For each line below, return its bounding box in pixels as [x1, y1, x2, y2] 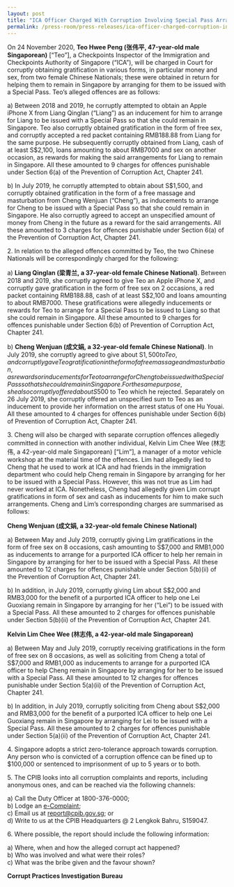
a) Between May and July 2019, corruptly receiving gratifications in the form [7, 644, 226, 652]
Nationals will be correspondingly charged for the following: [7, 254, 179, 263]
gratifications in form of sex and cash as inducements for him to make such [7, 493, 224, 501]
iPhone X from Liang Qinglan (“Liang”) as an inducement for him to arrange [7, 109, 223, 117]
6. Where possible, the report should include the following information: [7, 830, 210, 838]
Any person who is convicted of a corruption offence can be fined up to [7, 753, 213, 761]
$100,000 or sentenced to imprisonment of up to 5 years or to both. [7, 760, 201, 769]
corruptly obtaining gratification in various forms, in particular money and [7, 65, 218, 74]
